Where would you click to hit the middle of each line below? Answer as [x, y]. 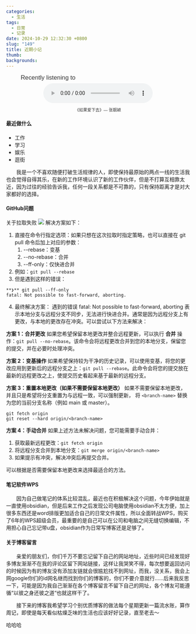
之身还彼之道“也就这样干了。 [58, 593]
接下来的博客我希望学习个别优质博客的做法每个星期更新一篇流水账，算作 [103, 605]
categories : [20, 11]
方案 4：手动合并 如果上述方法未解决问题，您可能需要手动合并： [83, 430]
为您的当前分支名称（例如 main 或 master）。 [59, 402]
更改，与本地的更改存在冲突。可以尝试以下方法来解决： [81, 321]
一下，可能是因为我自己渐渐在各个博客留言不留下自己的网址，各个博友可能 [95, 585]
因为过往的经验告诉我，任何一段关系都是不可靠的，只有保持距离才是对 [100, 186]
